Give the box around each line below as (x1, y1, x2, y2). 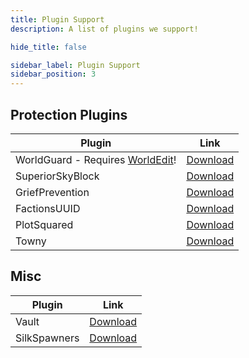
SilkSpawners (15, 331, 80, 345)
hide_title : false (10, 42, 87, 52)
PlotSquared (15, 217, 74, 231)
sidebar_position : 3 (10, 69, 97, 80)
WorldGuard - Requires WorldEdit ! (15, 152, 177, 166)
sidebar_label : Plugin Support (10, 60, 141, 70)
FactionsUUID (15, 201, 81, 215)
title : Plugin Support (10, 14, 105, 25)
